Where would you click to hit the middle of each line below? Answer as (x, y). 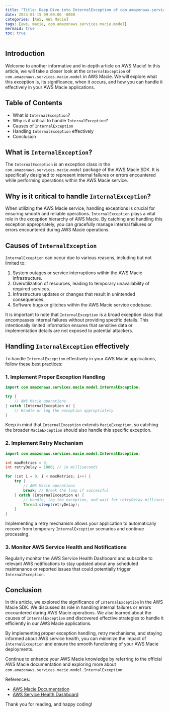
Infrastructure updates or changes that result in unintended (74, 294)
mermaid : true (20, 29)
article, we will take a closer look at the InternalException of (68, 71)
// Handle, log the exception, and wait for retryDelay (83, 500)
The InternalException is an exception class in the (58, 165)
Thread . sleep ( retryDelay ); (52, 504)
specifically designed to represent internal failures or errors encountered (80, 175)
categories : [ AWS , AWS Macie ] (37, 19)
